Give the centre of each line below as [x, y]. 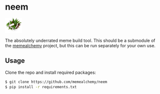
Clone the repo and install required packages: [50, 72]
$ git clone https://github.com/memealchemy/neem [56, 82]
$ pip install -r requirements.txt [41, 87]
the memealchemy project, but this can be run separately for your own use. [80, 45]
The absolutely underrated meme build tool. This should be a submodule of [80, 40]
